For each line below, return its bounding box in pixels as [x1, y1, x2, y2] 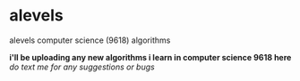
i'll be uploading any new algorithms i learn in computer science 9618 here [9, 52, 292, 62]
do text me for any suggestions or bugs [9, 61, 155, 72]
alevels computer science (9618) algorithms [9, 35, 171, 45]
